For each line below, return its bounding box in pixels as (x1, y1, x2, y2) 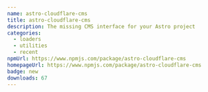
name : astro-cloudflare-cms (7, 10, 88, 17)
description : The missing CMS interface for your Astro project (7, 23, 196, 30)
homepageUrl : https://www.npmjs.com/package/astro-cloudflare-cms (7, 62, 202, 68)
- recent (13, 49, 39, 56)
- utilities (13, 42, 48, 49)
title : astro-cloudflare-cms (7, 17, 91, 24)
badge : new (7, 68, 39, 75)
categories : (7, 29, 41, 37)
